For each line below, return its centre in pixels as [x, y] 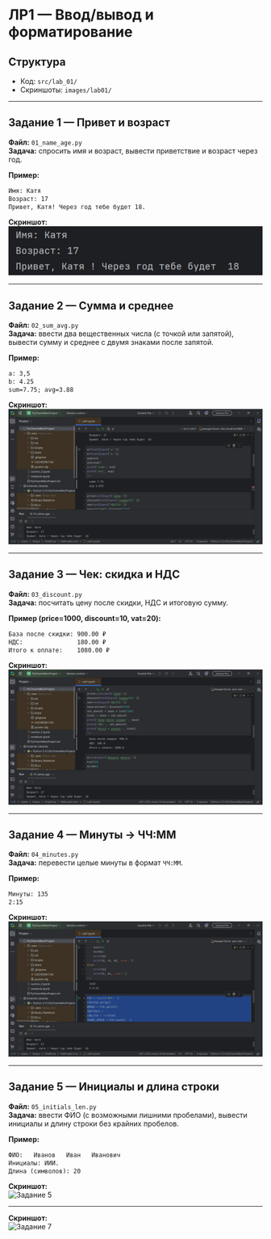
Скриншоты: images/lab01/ [66, 90]
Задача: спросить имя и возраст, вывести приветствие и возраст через [133, 150]
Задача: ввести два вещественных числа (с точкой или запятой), [121, 334]
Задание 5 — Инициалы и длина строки [114, 1087]
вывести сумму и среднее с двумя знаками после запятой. [111, 342]
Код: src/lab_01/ [49, 81]
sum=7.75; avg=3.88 [41, 390]
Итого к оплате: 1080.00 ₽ [59, 650]
